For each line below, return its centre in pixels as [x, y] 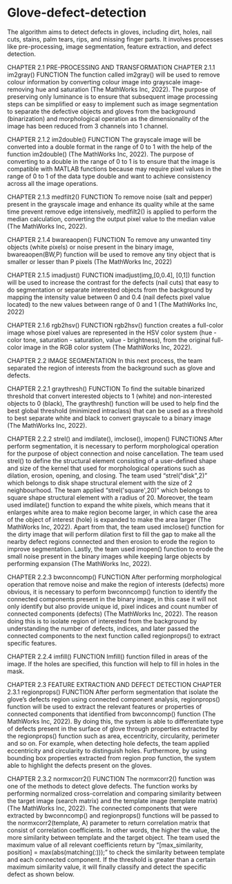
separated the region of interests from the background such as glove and [111, 368]
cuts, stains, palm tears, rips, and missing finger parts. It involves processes [115, 39]
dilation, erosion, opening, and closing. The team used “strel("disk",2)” [107, 476]
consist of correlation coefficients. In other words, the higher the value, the [114, 830]
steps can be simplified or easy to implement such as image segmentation [113, 104]
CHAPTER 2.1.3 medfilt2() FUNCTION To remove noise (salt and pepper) [110, 197]
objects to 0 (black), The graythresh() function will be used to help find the [113, 403]
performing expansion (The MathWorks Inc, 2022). [79, 563]
